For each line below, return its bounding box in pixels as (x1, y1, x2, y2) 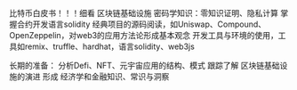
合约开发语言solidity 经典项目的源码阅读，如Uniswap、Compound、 (16, 19, 267, 29)
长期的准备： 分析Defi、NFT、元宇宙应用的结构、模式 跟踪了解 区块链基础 (9, 61, 280, 70)
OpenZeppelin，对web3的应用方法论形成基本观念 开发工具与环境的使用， (9, 30, 278, 40)
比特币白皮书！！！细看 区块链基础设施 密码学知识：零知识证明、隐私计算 (9, 8, 278, 18)
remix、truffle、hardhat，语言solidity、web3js (24, 41, 196, 52)
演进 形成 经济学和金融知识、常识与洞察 (24, 71, 170, 82)
